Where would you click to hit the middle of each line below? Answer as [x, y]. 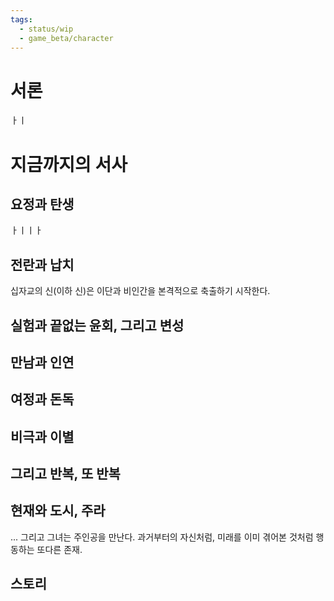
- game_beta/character [66, 38]
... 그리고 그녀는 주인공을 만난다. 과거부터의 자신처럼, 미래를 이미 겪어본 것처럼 [162, 537]
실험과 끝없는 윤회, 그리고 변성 [97, 325]
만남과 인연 [42, 362]
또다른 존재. [59, 549]
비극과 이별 [42, 436]
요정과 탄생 [42, 204]
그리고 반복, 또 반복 [65, 474]
